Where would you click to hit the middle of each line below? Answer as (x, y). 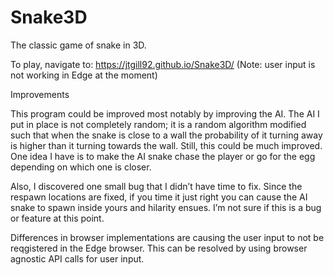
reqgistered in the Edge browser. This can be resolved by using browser (159, 248)
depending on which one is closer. (81, 167)
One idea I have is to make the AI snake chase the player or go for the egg (163, 156)
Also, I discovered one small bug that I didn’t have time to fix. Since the (156, 186)
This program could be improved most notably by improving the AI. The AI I (165, 113)
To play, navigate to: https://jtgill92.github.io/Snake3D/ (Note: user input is (163, 64)
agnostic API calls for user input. (77, 258)
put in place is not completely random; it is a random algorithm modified (158, 124)
